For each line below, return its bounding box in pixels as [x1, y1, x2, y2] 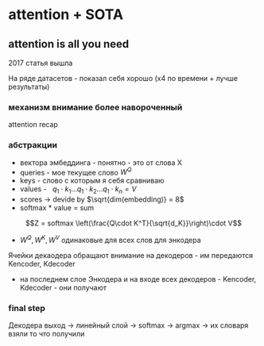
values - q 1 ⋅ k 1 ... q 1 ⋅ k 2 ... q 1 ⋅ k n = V [19, 184, 137, 196]
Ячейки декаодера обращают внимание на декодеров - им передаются [8, 250, 253, 259]
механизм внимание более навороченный [8, 102, 183, 113]
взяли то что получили [8, 329, 85, 338]
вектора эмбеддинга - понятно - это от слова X [19, 157, 183, 167]
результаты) [8, 82, 50, 91]
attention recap [8, 120, 58, 129]
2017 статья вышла [8, 58, 73, 67]
